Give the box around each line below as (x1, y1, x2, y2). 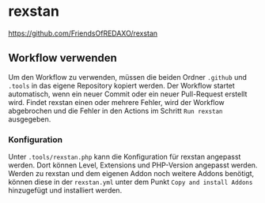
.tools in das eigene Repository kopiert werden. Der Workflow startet (8, 81, 235, 90)
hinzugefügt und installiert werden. (8, 186, 123, 195)
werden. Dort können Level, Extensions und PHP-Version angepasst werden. (8, 160, 258, 170)
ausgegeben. (8, 114, 51, 124)
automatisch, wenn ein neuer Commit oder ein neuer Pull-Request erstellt (8, 89, 248, 99)
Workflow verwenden (8, 51, 117, 65)
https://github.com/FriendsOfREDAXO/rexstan (8, 28, 158, 38)
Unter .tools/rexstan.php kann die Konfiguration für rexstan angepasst (8, 152, 241, 162)
